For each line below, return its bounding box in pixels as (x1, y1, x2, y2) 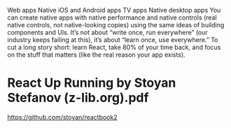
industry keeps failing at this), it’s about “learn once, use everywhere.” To (7, 36, 218, 44)
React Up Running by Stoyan (7, 75, 176, 91)
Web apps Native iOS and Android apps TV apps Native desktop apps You (7, 6, 221, 14)
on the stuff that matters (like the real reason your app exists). (7, 50, 185, 59)
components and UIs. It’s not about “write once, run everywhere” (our (7, 28, 208, 36)
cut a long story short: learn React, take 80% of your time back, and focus (7, 43, 221, 51)
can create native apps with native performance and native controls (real (7, 13, 217, 22)
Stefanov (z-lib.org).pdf (7, 90, 149, 106)
